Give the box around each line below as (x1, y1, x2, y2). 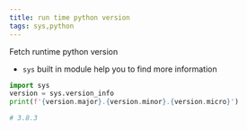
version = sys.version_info (9, 89, 115, 99)
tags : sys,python (9, 22, 75, 30)
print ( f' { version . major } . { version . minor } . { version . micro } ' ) (9, 98, 240, 107)
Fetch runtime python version (9, 46, 119, 56)
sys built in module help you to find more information (22, 64, 217, 74)
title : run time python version (9, 13, 130, 22)
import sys (9, 81, 50, 90)
